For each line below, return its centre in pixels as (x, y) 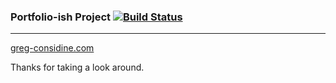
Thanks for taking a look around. (77, 67)
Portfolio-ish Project (61, 17)
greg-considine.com (52, 48)
